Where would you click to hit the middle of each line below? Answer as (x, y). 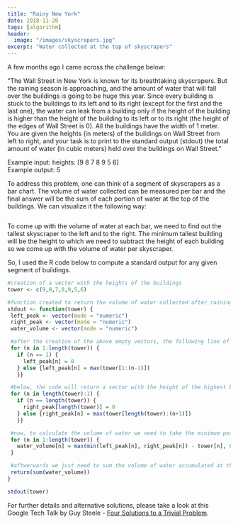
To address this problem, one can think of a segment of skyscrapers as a (114, 184)
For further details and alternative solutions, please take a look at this (108, 505)
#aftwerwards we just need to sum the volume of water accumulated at (117, 466)
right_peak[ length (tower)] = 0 (69, 407)
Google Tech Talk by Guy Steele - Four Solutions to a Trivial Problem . (108, 513)
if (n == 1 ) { (38, 355)
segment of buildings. (39, 270)
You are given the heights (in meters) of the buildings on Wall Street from (114, 133)
